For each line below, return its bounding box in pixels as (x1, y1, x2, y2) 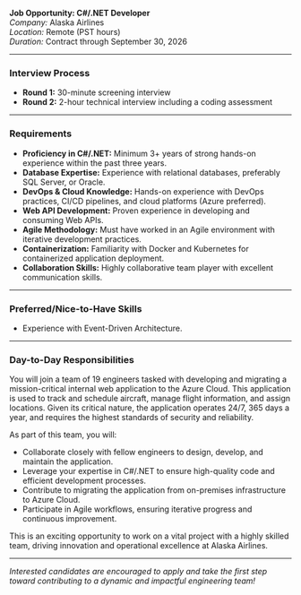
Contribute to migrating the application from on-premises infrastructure (21, 485, 287, 496)
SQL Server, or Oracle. (21, 177, 106, 187)
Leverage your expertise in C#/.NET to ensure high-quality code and (21, 466, 275, 477)
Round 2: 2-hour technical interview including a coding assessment (21, 97, 273, 108)
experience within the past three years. (21, 157, 168, 168)
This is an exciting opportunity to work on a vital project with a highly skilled (9, 530, 289, 541)
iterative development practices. (21, 233, 142, 245)
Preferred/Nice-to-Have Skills (9, 302, 142, 315)
